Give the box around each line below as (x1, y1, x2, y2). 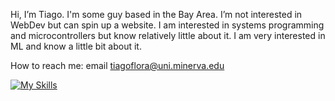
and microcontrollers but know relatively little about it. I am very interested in (10, 30, 326, 41)
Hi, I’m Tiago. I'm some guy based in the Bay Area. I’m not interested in (10, 9, 303, 20)
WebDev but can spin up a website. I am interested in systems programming (10, 19, 325, 31)
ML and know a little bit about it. (10, 40, 142, 52)
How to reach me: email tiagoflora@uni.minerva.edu (10, 60, 225, 71)
